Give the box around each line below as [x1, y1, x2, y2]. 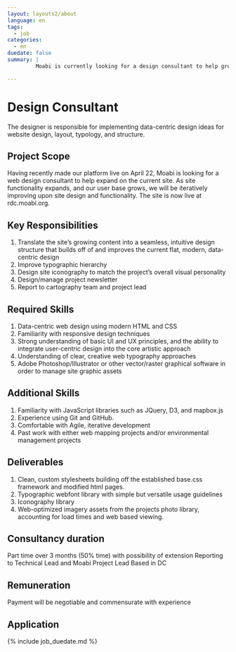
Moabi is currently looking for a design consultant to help [35, 63, 218, 70]
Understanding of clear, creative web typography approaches [17, 352, 197, 360]
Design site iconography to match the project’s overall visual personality [17, 268, 226, 277]
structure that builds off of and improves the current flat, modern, [17, 246, 207, 254]
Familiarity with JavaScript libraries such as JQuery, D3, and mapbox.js [17, 406, 223, 414]
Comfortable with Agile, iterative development [17, 420, 151, 430]
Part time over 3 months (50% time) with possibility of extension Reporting [7, 551, 223, 560]
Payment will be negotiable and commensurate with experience [7, 598, 191, 606]
